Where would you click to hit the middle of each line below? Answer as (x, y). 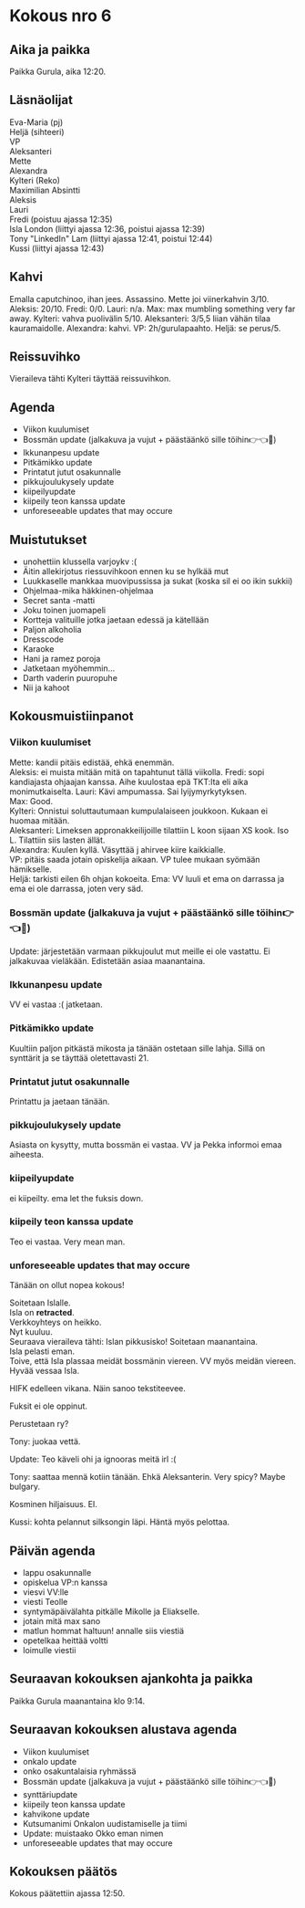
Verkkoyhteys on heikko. (56, 1322)
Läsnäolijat (41, 100)
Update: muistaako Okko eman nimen (93, 1833)
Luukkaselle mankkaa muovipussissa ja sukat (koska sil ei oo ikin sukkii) (158, 582)
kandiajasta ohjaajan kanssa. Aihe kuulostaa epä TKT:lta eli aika (129, 781)
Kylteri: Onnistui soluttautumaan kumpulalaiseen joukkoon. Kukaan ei (139, 811)
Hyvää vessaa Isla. (45, 1371)
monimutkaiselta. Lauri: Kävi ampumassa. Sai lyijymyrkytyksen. (128, 792)
